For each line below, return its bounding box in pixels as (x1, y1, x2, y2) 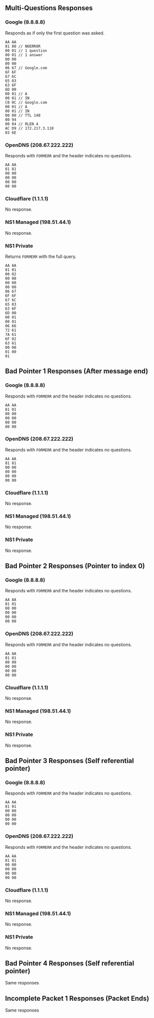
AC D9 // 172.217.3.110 (5, 126, 54, 131)
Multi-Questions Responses (5, 4, 93, 12)
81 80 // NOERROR (5, 44, 41, 49)
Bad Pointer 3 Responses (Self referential (5, 757, 134, 765)
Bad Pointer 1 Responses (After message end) (5, 367, 149, 375)
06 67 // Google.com (5, 65, 48, 71)
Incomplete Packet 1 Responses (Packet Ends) (5, 994, 150, 1003)
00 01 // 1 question (5, 48, 48, 53)
